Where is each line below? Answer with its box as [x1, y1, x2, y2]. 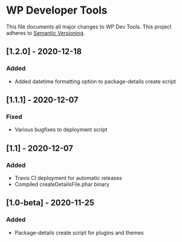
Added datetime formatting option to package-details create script [14, 78, 176, 85]
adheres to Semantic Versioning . [6, 29, 85, 36]
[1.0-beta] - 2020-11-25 [6, 198, 95, 208]
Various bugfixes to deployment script [14, 126, 108, 133]
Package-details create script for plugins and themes [14, 229, 144, 236]
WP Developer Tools [6, 4, 108, 17]
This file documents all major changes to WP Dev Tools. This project [6, 23, 172, 30]
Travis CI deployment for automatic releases [14, 175, 123, 181]
